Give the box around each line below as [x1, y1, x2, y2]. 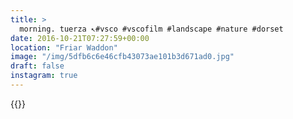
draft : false [10, 61, 65, 71]
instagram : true [10, 71, 78, 81]
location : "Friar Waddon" [10, 42, 118, 53]
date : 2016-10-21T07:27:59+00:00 [10, 33, 150, 43]
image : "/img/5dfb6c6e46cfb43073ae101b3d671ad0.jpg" [10, 52, 235, 62]
